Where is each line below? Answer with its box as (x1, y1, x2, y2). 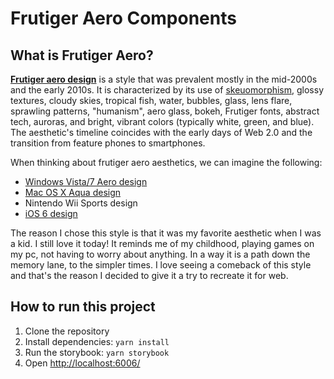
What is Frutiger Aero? (10, 47, 154, 64)
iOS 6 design (24, 208, 78, 219)
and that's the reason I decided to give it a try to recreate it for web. (10, 270, 289, 281)
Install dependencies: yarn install (24, 335, 170, 347)
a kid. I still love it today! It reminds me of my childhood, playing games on (10, 238, 315, 249)
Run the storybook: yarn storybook (24, 346, 170, 358)
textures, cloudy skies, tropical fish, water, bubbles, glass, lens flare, (10, 95, 293, 106)
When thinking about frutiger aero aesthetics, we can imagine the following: (10, 157, 323, 168)
